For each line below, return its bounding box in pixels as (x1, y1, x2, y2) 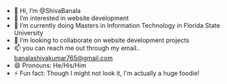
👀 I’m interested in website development (13, 14, 129, 22)
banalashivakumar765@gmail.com (13, 54, 113, 62)
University (13, 28, 44, 37)
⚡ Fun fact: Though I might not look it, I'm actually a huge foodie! (13, 69, 200, 77)
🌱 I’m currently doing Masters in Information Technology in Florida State (13, 22, 221, 29)
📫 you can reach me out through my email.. (13, 44, 141, 52)
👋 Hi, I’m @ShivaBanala (13, 7, 81, 15)
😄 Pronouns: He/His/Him (13, 61, 87, 69)
